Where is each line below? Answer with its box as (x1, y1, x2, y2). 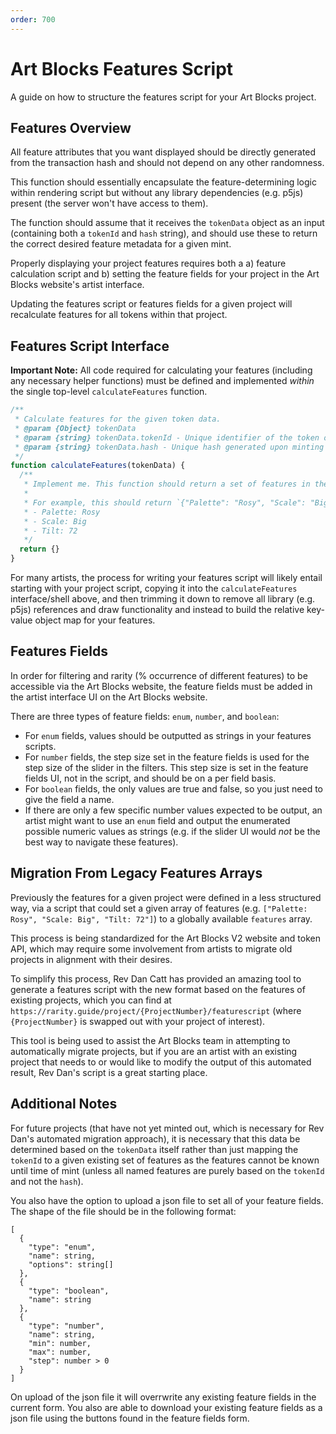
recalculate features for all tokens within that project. (10, 309, 228, 321)
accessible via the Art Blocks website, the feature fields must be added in (10, 680, 313, 692)
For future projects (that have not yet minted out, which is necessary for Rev (10, 1122, 325, 1134)
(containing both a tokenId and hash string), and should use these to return (10, 227, 318, 240)
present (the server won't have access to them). (10, 197, 209, 210)
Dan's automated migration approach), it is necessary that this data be (10, 1132, 301, 1145)
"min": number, (28, 1338, 92, 1348)
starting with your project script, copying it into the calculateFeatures (10, 582, 298, 595)
